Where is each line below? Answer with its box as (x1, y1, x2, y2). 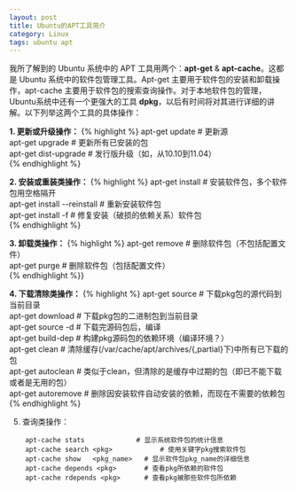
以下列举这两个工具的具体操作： (24, 107, 142, 118)
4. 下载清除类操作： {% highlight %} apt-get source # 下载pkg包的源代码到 (9, 289, 282, 300)
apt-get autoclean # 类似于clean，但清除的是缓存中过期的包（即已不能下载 (9, 366, 282, 377)
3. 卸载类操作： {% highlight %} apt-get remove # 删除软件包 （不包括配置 (9, 238, 278, 249)
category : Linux (9, 29, 69, 38)
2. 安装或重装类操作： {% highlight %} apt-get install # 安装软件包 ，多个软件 (9, 176, 288, 187)
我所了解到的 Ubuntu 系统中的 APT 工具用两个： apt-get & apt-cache (9, 63, 262, 74)
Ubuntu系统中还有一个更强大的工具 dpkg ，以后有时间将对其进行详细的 (9, 97, 268, 107)
